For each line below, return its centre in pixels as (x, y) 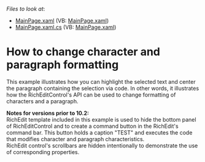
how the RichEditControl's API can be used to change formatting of (91, 95)
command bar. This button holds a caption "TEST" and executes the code (99, 132)
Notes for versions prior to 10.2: (48, 113)
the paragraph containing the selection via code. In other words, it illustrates (103, 88)
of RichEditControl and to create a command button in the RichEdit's (93, 126)
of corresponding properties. (43, 152)
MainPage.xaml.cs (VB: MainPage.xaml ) (66, 27)
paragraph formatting (63, 65)
